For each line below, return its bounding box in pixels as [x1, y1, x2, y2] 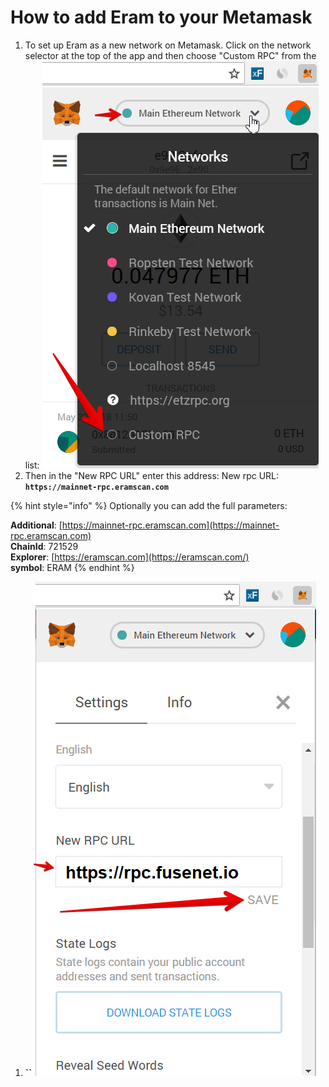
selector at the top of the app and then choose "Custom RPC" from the [24, 49, 317, 61]
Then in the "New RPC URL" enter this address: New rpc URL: [24, 469, 280, 481]
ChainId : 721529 [10, 540, 79, 552]
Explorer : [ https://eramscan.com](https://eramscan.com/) [10, 551, 250, 563]
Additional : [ [10, 519, 63, 531]
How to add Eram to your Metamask [10, 6, 313, 29]
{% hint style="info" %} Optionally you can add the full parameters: [10, 499, 288, 511]
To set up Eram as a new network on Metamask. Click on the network [24, 39, 312, 51]
